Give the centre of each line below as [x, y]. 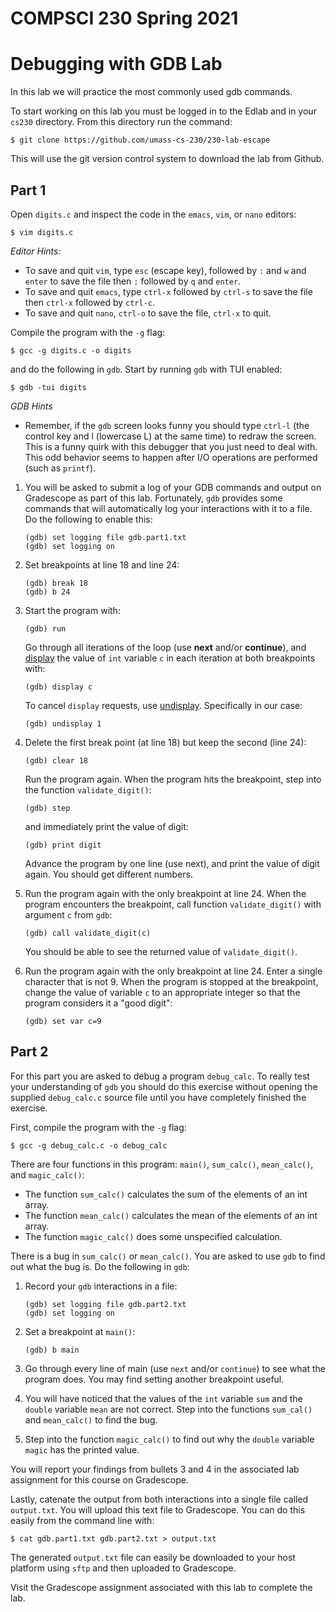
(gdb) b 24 [47, 592]
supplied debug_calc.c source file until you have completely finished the [158, 1097]
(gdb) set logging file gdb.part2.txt [105, 1304]
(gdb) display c [58, 687]
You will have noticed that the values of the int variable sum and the [163, 1398]
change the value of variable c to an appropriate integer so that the [162, 992]
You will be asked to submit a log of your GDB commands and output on [173, 487]
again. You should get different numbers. [109, 874]
